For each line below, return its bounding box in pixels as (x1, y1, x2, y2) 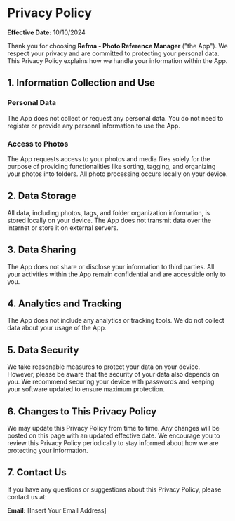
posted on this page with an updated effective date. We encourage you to (7, 431, 220, 440)
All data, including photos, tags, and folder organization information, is (7, 208, 210, 217)
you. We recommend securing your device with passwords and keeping (7, 377, 215, 386)
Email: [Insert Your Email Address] (7, 506, 107, 515)
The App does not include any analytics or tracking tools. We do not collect (7, 316, 224, 325)
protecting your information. (7, 446, 88, 454)
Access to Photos (7, 139, 69, 149)
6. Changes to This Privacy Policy (7, 405, 157, 417)
